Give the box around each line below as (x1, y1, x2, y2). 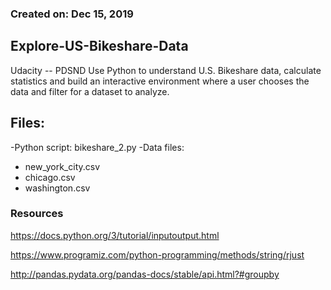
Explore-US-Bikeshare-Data (10, 38, 189, 55)
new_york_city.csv (24, 160, 101, 172)
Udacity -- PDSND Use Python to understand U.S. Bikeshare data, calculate (10, 64, 322, 76)
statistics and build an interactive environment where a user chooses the (10, 75, 310, 87)
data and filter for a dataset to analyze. (10, 85, 170, 97)
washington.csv (24, 182, 91, 194)
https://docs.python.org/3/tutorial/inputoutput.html (10, 229, 220, 241)
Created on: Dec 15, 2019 (10, 7, 134, 21)
